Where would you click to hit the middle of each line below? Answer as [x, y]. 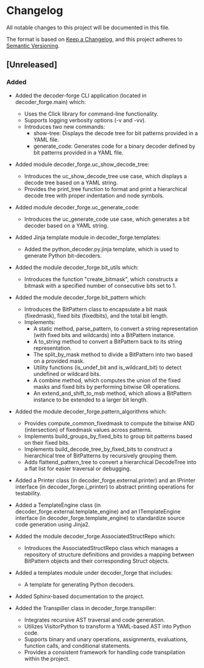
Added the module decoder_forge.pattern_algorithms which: [91, 411]
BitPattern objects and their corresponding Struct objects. [97, 561]
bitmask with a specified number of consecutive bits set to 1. [100, 285]
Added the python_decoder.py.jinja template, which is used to [101, 249]
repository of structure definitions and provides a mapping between [109, 554]
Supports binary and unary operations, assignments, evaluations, [106, 639]
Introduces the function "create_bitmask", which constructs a [101, 279]
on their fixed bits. [47, 442]
